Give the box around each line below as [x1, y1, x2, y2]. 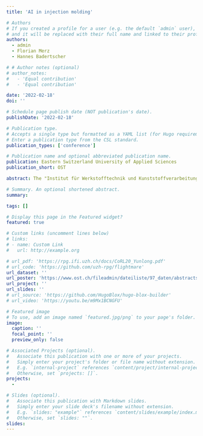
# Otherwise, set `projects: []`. [6, 370, 98, 376]
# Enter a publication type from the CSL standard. [6, 137, 139, 143]
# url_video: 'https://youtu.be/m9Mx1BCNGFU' [6, 297, 123, 303]
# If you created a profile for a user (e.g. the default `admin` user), [6, 25, 196, 31]
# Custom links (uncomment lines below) [6, 231, 110, 237]
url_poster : [6, 275, 36, 282]
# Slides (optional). [6, 392, 61, 398]
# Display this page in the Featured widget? [6, 214, 123, 220]
